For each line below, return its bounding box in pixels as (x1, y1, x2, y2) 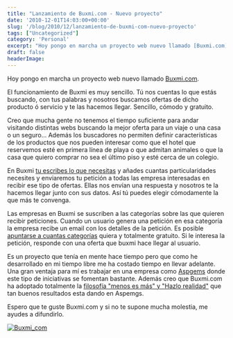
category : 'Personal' (7, 36, 70, 43)
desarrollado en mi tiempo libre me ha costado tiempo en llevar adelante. (7, 260, 216, 268)
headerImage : (7, 56, 45, 62)
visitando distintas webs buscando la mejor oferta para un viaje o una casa (7, 123, 221, 132)
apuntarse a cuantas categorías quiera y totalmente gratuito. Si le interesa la (7, 231, 225, 239)
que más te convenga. (7, 196, 71, 204)
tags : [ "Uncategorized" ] (7, 29, 79, 37)
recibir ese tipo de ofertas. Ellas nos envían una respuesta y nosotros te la (7, 181, 218, 189)
